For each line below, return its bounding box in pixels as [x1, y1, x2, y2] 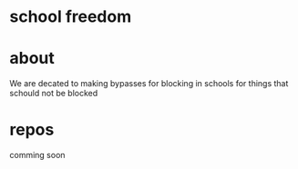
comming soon [9, 150, 66, 161]
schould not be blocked [9, 88, 98, 99]
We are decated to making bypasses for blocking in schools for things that [9, 78, 289, 89]
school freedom [9, 6, 132, 27]
